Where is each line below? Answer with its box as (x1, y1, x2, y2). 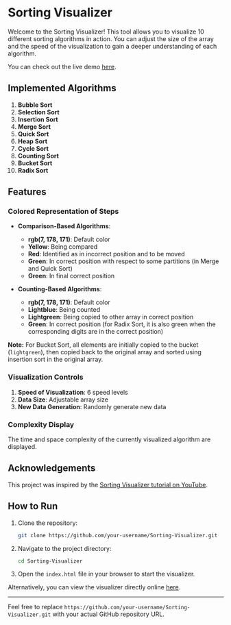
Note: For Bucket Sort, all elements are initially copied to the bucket (8, 341, 199, 349)
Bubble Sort (17, 101, 53, 109)
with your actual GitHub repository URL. (52, 610, 165, 618)
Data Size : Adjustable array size (17, 395, 109, 404)
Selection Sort (17, 108, 60, 116)
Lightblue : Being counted (27, 306, 101, 314)
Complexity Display (8, 419, 75, 429)
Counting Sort (17, 151, 59, 160)
